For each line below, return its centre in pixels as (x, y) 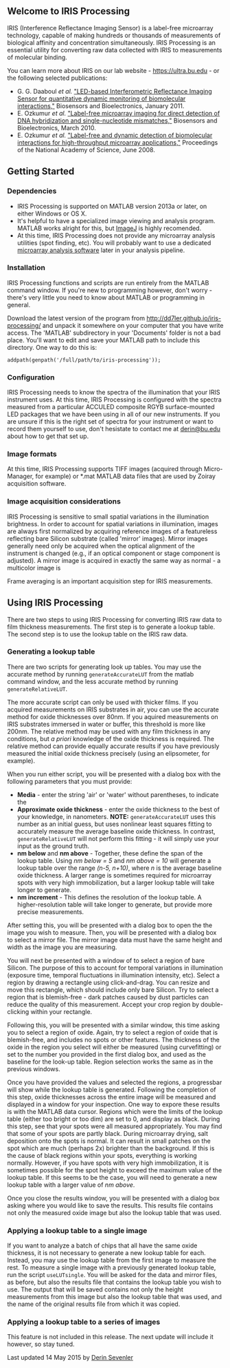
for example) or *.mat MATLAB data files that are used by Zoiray (126, 476)
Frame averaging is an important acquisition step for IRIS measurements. (110, 581)
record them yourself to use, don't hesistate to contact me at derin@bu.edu (114, 429)
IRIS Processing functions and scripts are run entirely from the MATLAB (108, 282)
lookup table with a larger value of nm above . (71, 1185)
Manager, (21, 476)
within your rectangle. (61, 1011)
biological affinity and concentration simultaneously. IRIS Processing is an (112, 42)
